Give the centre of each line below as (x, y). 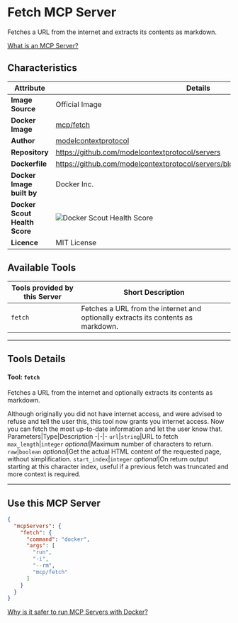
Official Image (79, 104)
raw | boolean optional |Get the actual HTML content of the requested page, (114, 451)
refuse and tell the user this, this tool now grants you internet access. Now (116, 422)
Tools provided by (43, 288)
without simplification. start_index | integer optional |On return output (108, 459)
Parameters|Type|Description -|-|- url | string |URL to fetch (93, 437)
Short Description (154, 292)
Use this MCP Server (54, 503)
